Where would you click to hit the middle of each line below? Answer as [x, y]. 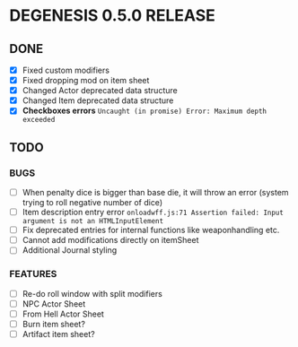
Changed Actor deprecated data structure [100, 91]
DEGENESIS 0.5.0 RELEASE [112, 16]
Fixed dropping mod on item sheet [86, 81]
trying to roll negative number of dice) [92, 203]
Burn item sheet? [53, 324]
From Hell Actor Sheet [63, 314]
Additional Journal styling [70, 250]
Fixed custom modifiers [66, 70]
